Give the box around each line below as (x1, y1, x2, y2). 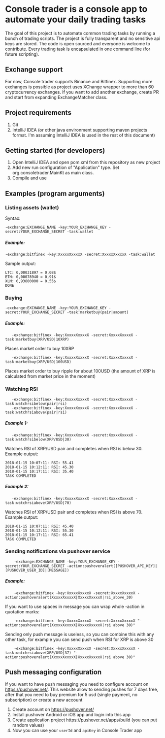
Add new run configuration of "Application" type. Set (12, 165, 120, 170)
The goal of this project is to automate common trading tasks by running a (5, 30, 156, 36)
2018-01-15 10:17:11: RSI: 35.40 (5, 469, 74, 474)
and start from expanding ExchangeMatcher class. (5, 94, 108, 100)
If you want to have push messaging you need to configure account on (5, 681, 149, 687)
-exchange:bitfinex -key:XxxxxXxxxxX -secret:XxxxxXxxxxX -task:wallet (5, 252, 155, 257)
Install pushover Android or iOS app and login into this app (12, 711, 131, 717)
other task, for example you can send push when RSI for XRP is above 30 (5, 637, 154, 642)
